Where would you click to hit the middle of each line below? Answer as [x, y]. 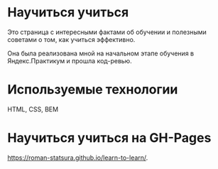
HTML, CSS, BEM [33, 109]
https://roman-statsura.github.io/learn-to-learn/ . [78, 158]
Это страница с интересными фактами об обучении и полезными [107, 32]
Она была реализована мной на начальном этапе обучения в [100, 53]
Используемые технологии [93, 90]
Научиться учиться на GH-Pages [109, 138]
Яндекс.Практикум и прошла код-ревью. [70, 60]
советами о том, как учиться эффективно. [71, 39]
